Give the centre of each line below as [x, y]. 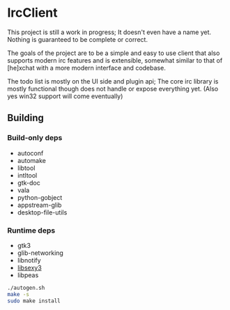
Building [25, 118]
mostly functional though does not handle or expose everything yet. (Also [113, 88]
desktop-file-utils [42, 212]
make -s [18, 294]
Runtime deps [31, 230]
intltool [27, 175]
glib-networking [40, 253]
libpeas [28, 275]
